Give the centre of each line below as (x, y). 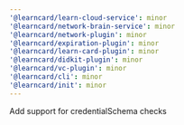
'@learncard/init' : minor (58, 85)
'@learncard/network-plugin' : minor (78, 34)
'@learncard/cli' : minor (56, 77)
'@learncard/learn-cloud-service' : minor (88, 18)
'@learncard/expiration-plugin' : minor (84, 43)
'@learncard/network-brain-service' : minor (92, 26)
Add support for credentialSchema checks (88, 111)
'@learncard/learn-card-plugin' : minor (84, 52)
